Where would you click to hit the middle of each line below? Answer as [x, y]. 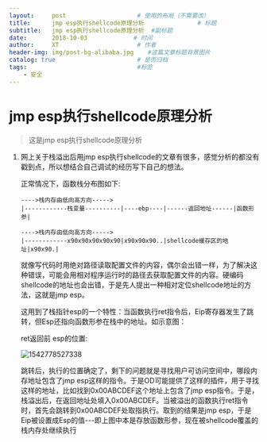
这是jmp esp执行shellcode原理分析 [85, 140]
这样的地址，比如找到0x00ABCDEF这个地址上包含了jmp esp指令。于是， [139, 390]
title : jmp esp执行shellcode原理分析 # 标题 [113, 23]
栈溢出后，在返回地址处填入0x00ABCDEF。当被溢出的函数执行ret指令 [134, 400]
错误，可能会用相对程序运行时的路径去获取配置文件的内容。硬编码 [135, 275]
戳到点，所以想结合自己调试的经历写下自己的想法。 [104, 167]
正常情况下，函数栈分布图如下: [70, 183]
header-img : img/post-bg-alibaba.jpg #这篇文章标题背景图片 [110, 52]
